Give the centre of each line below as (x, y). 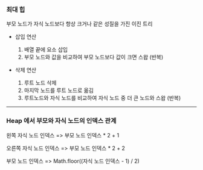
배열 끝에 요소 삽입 (46, 50)
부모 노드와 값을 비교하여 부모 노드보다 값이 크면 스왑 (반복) (94, 57)
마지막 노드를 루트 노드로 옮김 (59, 90)
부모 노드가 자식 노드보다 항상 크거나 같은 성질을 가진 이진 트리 (79, 24)
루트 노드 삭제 (40, 83)
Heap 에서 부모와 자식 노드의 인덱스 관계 (61, 121)
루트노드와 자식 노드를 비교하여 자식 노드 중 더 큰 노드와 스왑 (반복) (102, 98)
